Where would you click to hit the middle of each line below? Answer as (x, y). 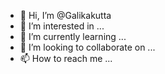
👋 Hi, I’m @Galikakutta (65, 15)
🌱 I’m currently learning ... (73, 36)
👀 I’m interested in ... (62, 26)
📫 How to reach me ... (66, 58)
